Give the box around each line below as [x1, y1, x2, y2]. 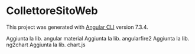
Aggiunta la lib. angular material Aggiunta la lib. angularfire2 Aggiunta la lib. [6, 35, 190, 42]
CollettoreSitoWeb [6, 4, 98, 18]
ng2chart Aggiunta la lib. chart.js [6, 41, 86, 48]
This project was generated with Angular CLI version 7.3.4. [6, 23, 149, 31]
